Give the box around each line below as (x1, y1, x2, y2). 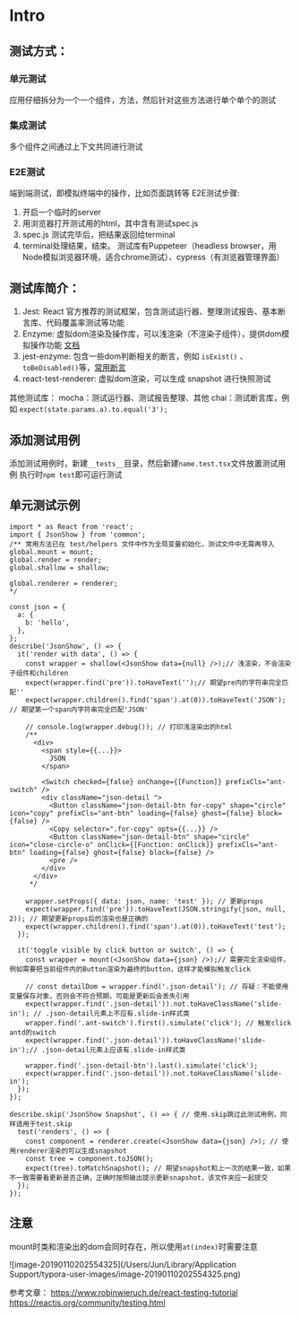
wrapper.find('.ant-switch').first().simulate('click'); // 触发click (25, 1018, 292, 1027)
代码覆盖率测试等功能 (46, 318, 125, 328)
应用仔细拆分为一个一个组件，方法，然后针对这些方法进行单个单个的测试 (9, 94, 276, 105)
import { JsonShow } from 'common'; (9, 530, 146, 539)
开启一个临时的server (21, 207, 101, 218)
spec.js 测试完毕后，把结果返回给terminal (21, 230, 176, 240)
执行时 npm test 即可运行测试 (19, 469, 123, 480)
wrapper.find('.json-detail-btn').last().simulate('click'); (25, 1060, 258, 1070)
